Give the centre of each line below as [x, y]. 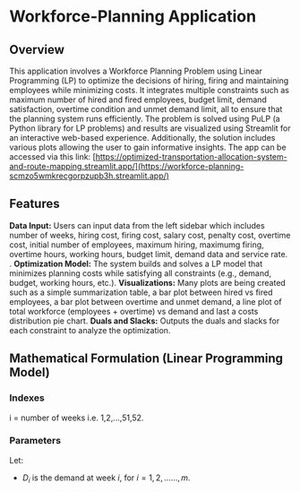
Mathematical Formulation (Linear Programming [146, 359]
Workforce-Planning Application [133, 17]
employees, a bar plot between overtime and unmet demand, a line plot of [146, 301]
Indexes [27, 398]
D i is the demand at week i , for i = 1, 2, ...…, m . [106, 479]
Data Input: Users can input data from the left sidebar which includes [137, 225]
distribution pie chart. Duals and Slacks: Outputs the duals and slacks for [145, 321]
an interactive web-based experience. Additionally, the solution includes [142, 138]
